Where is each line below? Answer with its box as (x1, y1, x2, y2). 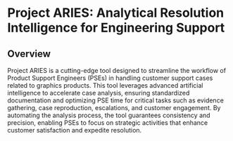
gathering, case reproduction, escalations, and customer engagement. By (7, 104, 221, 112)
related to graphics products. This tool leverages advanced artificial (7, 81, 203, 89)
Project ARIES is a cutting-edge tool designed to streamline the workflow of (7, 67, 227, 74)
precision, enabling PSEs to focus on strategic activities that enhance (7, 119, 208, 127)
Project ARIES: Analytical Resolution (7, 5, 225, 21)
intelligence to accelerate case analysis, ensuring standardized (7, 89, 190, 97)
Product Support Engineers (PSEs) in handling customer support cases (7, 74, 213, 82)
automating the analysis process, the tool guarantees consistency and (7, 111, 210, 119)
